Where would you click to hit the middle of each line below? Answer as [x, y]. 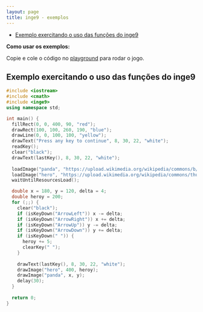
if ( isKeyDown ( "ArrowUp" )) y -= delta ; [67, 225]
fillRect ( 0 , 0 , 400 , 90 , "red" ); [54, 124]
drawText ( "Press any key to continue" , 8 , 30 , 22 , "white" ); [90, 141]
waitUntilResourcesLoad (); [46, 180]
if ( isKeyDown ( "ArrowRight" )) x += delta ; [71, 219]
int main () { [23, 118]
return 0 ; [24, 298]
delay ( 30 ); [31, 281]
